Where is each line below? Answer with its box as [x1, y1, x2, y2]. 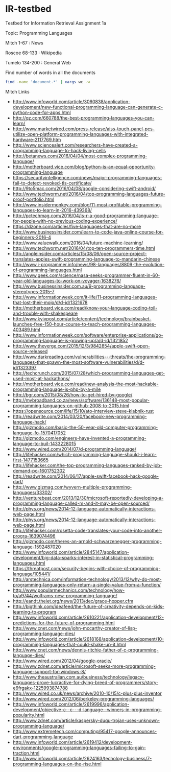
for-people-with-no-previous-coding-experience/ [12, 218, 117, 224]
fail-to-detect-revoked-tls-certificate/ [12, 180, 92, 186]
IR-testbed [5, 3, 52, 15]
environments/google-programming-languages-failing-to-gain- [12, 744, 146, 751]
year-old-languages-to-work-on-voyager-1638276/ [12, 277, 121, 284]
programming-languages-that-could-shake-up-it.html [12, 641, 126, 647]
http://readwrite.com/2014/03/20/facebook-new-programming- [12, 413, 147, 419]
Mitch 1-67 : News [5, 39, 43, 46]
